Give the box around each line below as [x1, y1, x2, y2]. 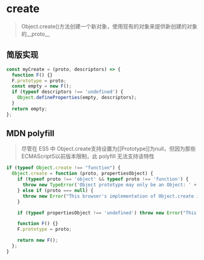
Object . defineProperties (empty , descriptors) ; [17, 95, 137, 101]
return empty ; [12, 106, 47, 112]
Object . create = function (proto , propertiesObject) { [12, 171, 154, 177]
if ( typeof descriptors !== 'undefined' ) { [12, 89, 123, 95]
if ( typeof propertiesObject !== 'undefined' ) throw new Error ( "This [17, 210, 197, 216]
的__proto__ [21, 30, 50, 38]
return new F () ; [17, 238, 59, 244]
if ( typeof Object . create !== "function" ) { [6, 165, 121, 171]
